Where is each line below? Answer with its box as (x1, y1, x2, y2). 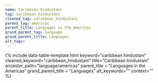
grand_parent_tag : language (5, 30, 63, 35)
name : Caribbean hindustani (5, 7, 63, 12)
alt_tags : (5, 39, 26, 44)
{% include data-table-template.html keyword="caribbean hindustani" (5, 52, 147, 58)
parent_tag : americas (5, 21, 50, 26)
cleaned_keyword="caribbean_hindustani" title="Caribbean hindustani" (5, 57, 150, 63)
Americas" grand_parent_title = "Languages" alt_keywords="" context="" (5, 68, 154, 74)
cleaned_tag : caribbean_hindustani (5, 16, 78, 21)
